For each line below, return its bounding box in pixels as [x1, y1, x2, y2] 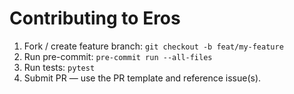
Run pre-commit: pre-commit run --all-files [23, 50, 213, 62]
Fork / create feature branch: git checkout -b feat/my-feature [23, 40, 284, 52]
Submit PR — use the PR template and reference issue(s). [23, 72, 262, 84]
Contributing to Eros [9, 7, 181, 30]
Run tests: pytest [23, 61, 96, 73]
